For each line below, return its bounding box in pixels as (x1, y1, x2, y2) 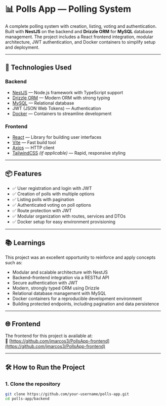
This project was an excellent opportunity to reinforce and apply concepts (5, 254, 156, 260)
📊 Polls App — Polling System (5, 3, 131, 15)
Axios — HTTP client (12, 144, 55, 151)
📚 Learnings (5, 238, 45, 247)
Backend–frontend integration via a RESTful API (12, 274, 110, 280)
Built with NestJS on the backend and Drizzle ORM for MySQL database (5, 28, 153, 34)
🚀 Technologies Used (5, 63, 72, 72)
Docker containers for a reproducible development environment (12, 295, 142, 301)
